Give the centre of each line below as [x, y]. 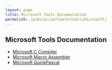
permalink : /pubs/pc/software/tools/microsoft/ [56, 19]
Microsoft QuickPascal [36, 62]
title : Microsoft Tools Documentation [46, 15]
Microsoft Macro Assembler [41, 57]
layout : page [19, 10]
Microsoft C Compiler [35, 52]
